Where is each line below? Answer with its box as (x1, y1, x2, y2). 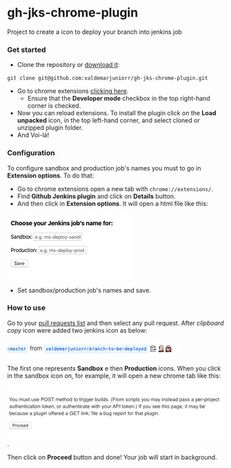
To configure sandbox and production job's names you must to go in (7, 164, 201, 172)
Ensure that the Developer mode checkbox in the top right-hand (27, 95, 210, 103)
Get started (7, 45, 46, 55)
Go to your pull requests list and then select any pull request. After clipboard (7, 319, 224, 327)
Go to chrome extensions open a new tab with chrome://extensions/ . (17, 184, 214, 193)
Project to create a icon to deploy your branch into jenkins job (7, 28, 183, 36)
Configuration (7, 148, 55, 158)
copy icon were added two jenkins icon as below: (7, 326, 148, 334)
